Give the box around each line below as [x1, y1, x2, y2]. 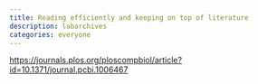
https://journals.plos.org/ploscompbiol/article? [9, 55, 183, 66]
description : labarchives [9, 22, 107, 31]
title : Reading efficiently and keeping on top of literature [9, 13, 249, 23]
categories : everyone [9, 30, 91, 39]
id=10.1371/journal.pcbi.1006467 [9, 64, 129, 75]
